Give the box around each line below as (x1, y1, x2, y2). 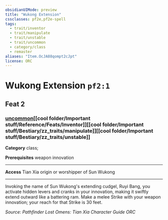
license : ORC (5, 58, 32, 63)
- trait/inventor (9, 26, 46, 31)
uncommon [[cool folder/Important (5, 114, 91, 121)
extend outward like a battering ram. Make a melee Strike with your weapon (5, 194, 161, 200)
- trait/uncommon (9, 40, 46, 45)
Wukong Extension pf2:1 (5, 80, 110, 91)
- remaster (9, 49, 32, 54)
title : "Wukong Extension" (5, 12, 61, 17)
